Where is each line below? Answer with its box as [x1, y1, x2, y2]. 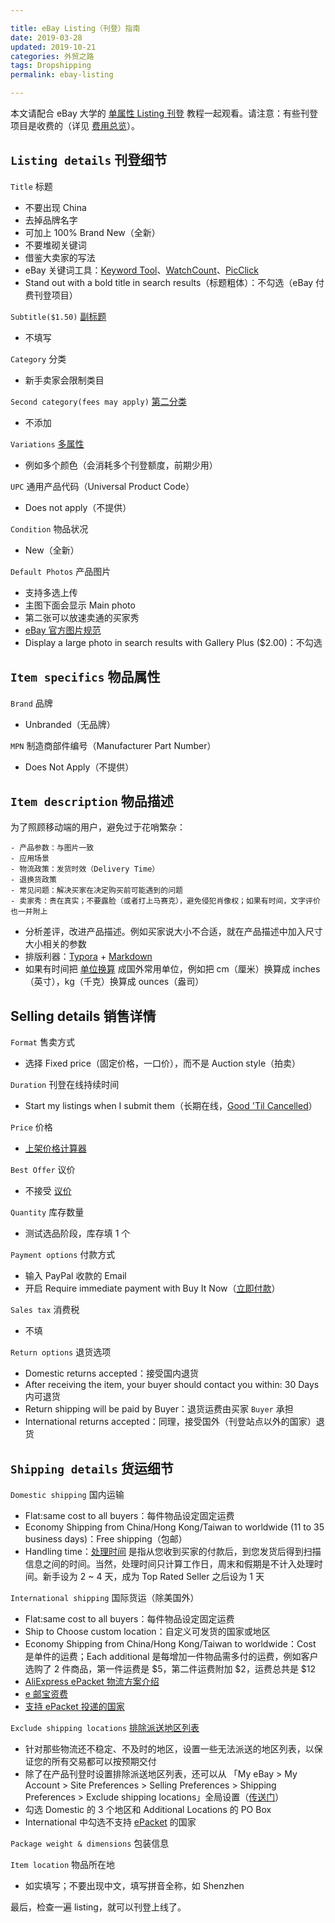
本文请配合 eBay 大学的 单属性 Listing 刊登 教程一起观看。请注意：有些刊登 [10, 107, 319, 119]
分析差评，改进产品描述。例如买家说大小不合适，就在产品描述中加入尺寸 [24, 926, 323, 938]
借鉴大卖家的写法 [24, 251, 96, 263]
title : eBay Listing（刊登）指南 [10, 23, 141, 33]
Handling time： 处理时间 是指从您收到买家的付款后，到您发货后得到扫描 [24, 1546, 322, 1558]
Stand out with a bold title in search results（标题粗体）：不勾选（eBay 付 [24, 276, 325, 288]
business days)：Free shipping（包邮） [24, 1533, 188, 1545]
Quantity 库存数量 [10, 1206, 85, 1218]
